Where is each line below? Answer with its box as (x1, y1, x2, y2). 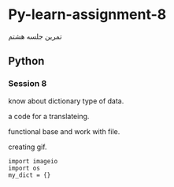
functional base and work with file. (8, 126, 120, 136)
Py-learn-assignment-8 (8, 6, 167, 24)
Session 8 (8, 78, 47, 89)
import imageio (8, 157, 58, 165)
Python (8, 54, 45, 68)
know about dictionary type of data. (8, 96, 124, 106)
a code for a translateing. (8, 111, 90, 121)
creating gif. (8, 142, 47, 151)
